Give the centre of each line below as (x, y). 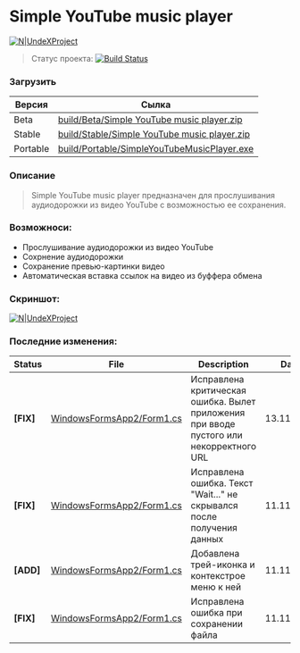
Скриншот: (35, 298)
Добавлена (215, 554)
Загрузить (33, 81)
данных (207, 540)
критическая (219, 390)
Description (223, 364)
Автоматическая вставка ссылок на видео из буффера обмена (142, 275)
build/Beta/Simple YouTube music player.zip (150, 120)
